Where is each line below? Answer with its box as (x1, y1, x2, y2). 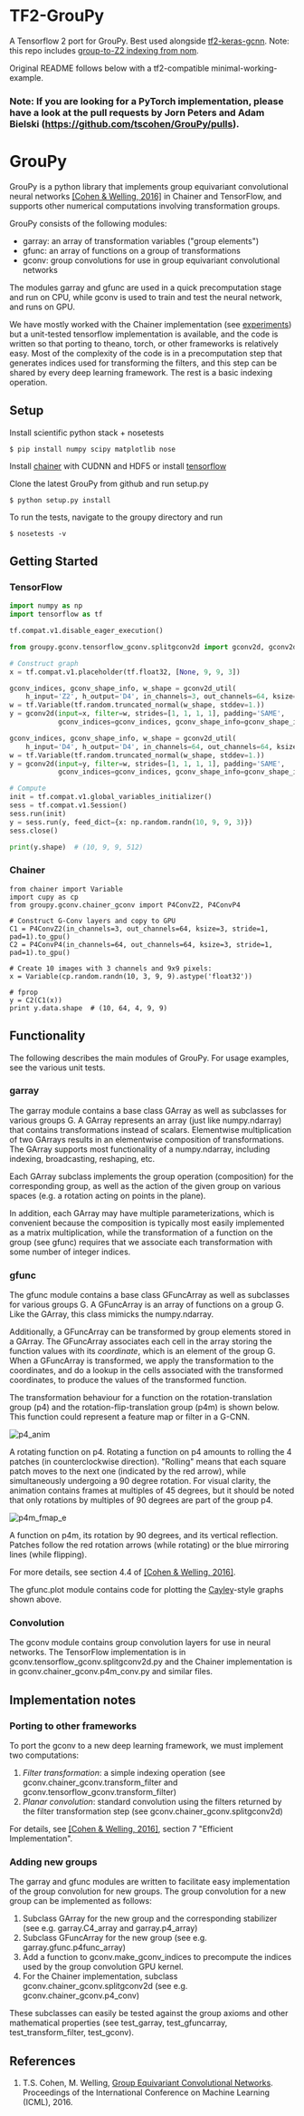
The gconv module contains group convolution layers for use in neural (9, 1637, 271, 1648)
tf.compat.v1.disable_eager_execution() (9, 627, 165, 636)
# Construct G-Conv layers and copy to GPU (9, 916, 176, 925)
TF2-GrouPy (9, 5, 105, 26)
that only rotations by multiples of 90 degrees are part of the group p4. (9, 1495, 273, 1506)
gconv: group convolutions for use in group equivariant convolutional (22, 255, 280, 266)
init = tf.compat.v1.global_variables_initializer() (9, 793, 213, 802)
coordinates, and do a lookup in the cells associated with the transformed (9, 1365, 283, 1376)
